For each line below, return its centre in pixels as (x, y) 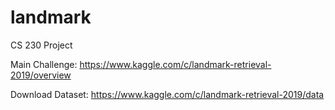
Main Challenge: (44, 64)
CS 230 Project (41, 45)
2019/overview (41, 75)
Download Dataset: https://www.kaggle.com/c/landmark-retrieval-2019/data (167, 94)
